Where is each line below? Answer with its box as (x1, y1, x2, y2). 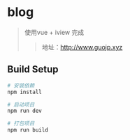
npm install (7, 88, 42, 95)
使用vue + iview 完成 (24, 28, 85, 36)
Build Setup (7, 63, 59, 75)
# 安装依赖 (7, 81, 35, 89)
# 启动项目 (7, 101, 35, 108)
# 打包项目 (7, 120, 35, 127)
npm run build (7, 127, 49, 134)
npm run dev (7, 107, 42, 115)
